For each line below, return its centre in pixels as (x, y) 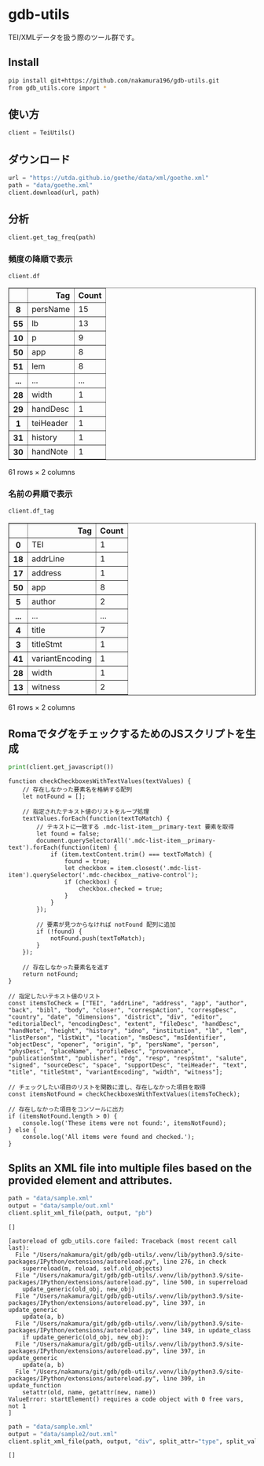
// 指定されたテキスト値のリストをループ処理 (86, 812)
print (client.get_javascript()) (61, 767)
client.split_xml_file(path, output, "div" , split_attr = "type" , (115, 1441)
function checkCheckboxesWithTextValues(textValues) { (100, 781)
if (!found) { (59, 932)
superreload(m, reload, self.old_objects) (93, 1268)
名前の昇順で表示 (40, 494)
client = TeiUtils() (42, 133)
